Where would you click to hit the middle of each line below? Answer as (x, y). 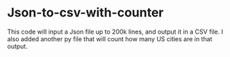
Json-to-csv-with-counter (85, 13)
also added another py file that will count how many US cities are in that (110, 38)
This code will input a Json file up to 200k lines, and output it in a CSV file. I (115, 32)
